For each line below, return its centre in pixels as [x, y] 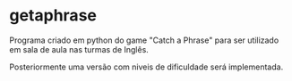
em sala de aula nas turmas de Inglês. [79, 49]
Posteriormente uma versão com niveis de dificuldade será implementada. [146, 67]
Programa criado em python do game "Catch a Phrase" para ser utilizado [144, 40]
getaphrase [53, 16]
